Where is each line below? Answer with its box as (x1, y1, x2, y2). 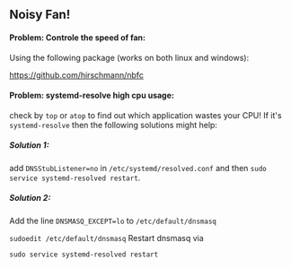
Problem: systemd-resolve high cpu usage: (9, 90, 175, 101)
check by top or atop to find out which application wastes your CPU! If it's (9, 109, 282, 120)
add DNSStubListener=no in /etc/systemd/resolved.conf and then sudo (9, 162, 267, 173)
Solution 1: (9, 140, 49, 151)
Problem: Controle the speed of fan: (9, 31, 146, 43)
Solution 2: (9, 193, 51, 203)
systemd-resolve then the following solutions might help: (9, 119, 218, 130)
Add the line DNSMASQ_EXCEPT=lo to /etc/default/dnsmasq (9, 215, 217, 226)
